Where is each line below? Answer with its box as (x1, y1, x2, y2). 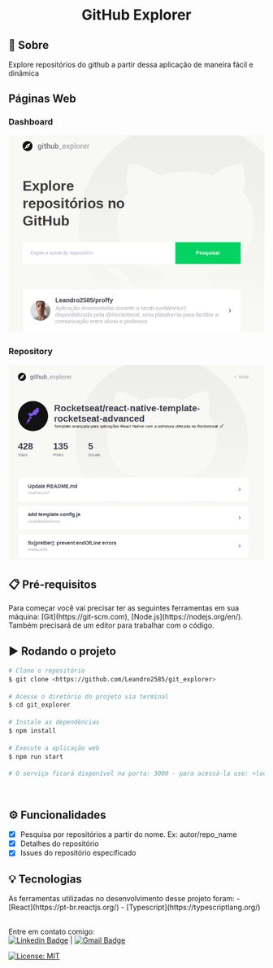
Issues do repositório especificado (19, 848, 136, 858)
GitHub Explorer (80, 6, 192, 24)
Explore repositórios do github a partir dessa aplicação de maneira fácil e (8, 59, 253, 69)
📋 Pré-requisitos (8, 577, 97, 591)
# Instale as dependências (8, 718, 100, 726)
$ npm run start (8, 752, 63, 760)
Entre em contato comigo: (8, 926, 95, 937)
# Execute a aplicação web (8, 743, 100, 752)
